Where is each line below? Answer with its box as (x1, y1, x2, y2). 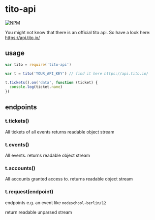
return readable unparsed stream (5, 209, 72, 215)
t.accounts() (5, 165, 35, 172)
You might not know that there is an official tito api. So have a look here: (5, 29, 151, 35)
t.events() (5, 141, 30, 148)
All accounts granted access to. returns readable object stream (5, 176, 133, 182)
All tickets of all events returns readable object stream (5, 129, 115, 134)
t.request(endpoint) (5, 188, 54, 195)
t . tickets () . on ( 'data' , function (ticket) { (5, 80, 98, 85)
